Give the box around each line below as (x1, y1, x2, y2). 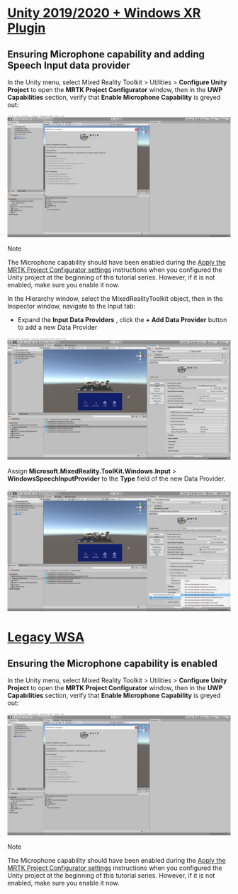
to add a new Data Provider (17, 323, 98, 332)
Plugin (7, 20, 46, 36)
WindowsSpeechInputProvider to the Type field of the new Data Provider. (7, 474, 226, 483)
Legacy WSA (7, 629, 85, 646)
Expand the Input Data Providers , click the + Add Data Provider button (17, 316, 227, 324)
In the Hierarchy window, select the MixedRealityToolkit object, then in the (7, 294, 223, 303)
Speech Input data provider (7, 59, 131, 71)
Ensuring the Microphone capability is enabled (7, 657, 218, 670)
